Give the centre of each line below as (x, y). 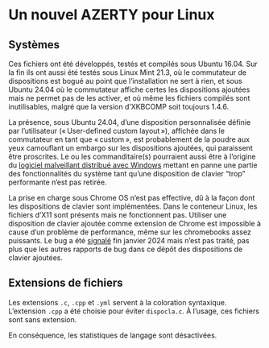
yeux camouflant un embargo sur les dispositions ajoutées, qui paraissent (131, 148)
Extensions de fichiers (66, 283)
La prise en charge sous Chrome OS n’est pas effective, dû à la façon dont (132, 198)
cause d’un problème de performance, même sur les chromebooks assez (130, 232)
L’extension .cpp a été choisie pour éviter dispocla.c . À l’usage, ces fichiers (134, 311)
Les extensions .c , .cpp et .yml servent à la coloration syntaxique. (118, 302)
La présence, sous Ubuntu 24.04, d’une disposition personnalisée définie (130, 122)
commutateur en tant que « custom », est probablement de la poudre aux (129, 139)
